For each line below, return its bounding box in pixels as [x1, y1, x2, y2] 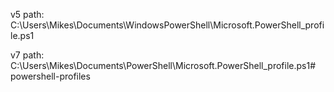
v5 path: [10, 9, 45, 20]
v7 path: [10, 49, 45, 61]
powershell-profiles [10, 70, 91, 82]
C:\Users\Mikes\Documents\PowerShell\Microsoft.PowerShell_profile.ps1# [10, 60, 317, 71]
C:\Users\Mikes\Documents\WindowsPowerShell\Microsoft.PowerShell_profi [10, 19, 325, 31]
